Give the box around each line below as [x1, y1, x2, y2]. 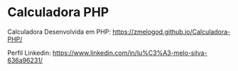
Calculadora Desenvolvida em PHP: [7, 27, 112, 36]
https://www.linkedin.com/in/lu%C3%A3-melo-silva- [52, 49, 207, 57]
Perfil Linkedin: [7, 49, 51, 57]
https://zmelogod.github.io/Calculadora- [112, 27, 231, 36]
